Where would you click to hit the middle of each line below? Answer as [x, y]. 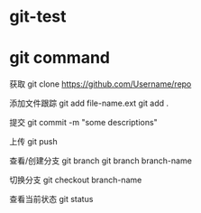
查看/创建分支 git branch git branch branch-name [100, 161]
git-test [38, 17]
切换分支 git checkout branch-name [76, 180]
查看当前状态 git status [51, 199]
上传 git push [33, 142]
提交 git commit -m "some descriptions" [83, 123]
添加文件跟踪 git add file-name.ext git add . [89, 103]
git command [60, 58]
